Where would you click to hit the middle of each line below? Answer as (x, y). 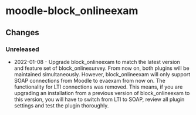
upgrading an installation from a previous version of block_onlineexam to (102, 93)
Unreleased (22, 49)
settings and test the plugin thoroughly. (61, 105)
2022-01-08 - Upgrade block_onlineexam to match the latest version (97, 62)
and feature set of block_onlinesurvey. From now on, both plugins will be (102, 68)
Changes (22, 33)
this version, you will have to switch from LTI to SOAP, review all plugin (99, 99)
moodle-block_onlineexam (72, 11)
